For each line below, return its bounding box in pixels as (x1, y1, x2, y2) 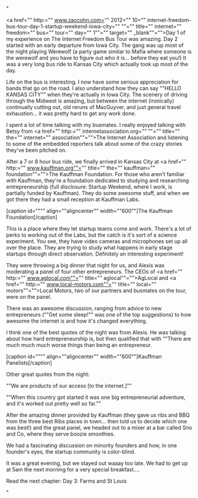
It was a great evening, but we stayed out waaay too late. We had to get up (6, 459, 188, 467)
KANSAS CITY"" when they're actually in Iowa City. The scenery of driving (6, 91, 188, 98)
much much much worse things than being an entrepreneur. (6, 341, 152, 349)
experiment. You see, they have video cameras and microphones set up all (6, 238, 188, 245)
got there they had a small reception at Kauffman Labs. (6, 196, 140, 203)
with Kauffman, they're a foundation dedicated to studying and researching (6, 177, 189, 184)
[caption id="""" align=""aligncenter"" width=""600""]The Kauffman (6, 207, 173, 214)
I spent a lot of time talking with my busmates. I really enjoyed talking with (6, 122, 186, 128)
